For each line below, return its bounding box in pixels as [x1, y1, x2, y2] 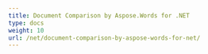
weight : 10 [8, 26, 44, 34]
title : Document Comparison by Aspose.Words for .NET [8, 11, 191, 20]
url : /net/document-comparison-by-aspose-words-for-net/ [8, 33, 201, 42]
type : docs [8, 19, 44, 27]
